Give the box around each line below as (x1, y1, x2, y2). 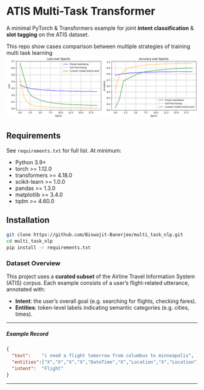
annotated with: (6, 286, 46, 293)
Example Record (6, 330, 49, 337)
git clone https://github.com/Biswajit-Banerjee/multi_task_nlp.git (6, 232, 183, 238)
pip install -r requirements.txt (6, 245, 91, 251)
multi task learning (6, 49, 53, 56)
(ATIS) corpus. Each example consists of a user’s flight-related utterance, (6, 279, 190, 287)
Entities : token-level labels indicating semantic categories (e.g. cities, (15, 304, 189, 312)
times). (15, 310, 33, 318)
